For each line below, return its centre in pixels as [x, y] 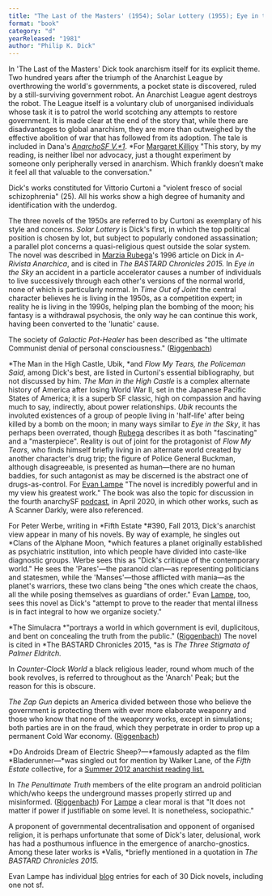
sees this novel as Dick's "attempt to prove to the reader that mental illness [134, 603]
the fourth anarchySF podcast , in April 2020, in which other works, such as [134, 502]
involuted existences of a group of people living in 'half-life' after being [127, 416]
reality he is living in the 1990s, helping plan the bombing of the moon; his [131, 307]
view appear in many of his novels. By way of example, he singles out [124, 534]
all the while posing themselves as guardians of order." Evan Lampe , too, [130, 595]
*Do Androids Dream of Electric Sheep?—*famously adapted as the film [129, 752]
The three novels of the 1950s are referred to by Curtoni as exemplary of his [135, 221]
